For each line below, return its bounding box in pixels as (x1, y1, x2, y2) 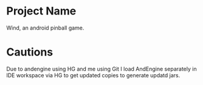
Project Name (6, 4, 77, 18)
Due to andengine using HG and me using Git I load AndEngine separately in (6, 65, 197, 72)
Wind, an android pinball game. (6, 24, 84, 31)
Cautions (6, 45, 53, 59)
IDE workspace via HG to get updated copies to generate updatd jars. (6, 71, 181, 79)
